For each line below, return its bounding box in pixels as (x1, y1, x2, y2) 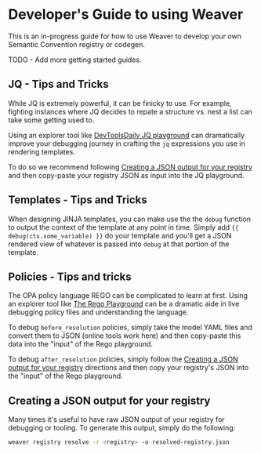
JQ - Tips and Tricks (8, 78, 109, 91)
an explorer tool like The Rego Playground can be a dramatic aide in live (8, 300, 240, 309)
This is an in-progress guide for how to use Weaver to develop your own (8, 31, 241, 41)
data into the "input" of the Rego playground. (8, 340, 154, 349)
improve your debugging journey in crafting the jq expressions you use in (8, 139, 245, 148)
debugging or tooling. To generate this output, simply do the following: (8, 423, 236, 433)
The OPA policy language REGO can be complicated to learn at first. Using (8, 291, 248, 300)
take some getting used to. (8, 115, 95, 125)
